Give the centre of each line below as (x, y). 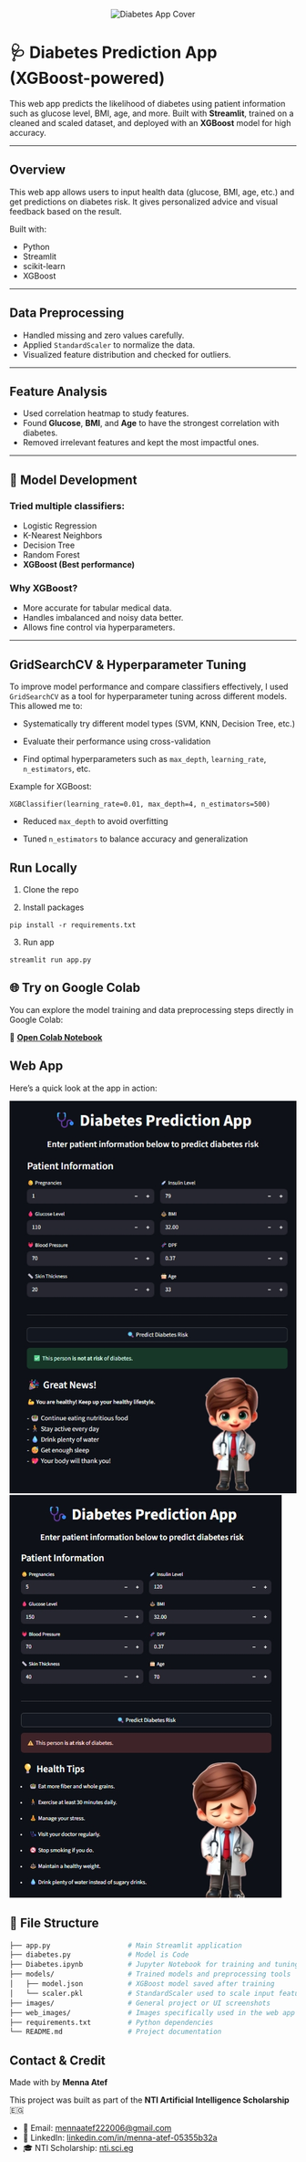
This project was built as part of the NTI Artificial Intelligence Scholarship (149, 2100)
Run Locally (43, 867)
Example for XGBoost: (51, 787)
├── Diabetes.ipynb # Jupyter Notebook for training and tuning (154, 1965)
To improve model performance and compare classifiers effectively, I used (149, 687)
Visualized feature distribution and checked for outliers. (127, 354)
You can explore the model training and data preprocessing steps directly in (152, 1009)
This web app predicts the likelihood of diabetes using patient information (148, 103)
